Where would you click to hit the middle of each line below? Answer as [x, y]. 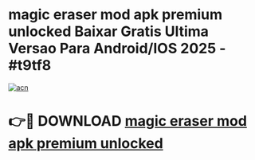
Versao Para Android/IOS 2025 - [117, 49]
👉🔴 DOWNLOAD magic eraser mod [127, 121]
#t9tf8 [30, 66]
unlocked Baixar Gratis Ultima [109, 31]
